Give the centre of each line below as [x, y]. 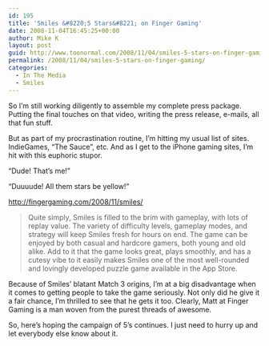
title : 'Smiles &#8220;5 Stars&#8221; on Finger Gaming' [105, 23]
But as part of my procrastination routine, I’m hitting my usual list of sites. [129, 138]
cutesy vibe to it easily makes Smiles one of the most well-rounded [139, 259]
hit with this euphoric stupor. [55, 155]
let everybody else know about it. [63, 333]
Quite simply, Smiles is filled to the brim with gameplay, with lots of [138, 217]
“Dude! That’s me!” [39, 171]
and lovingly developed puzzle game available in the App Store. [132, 268]
